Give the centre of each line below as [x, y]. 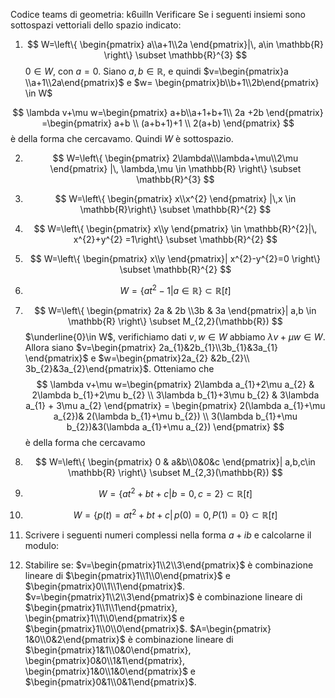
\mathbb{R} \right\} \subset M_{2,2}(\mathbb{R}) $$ [175, 321]
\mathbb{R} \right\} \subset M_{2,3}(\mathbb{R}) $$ [175, 472]
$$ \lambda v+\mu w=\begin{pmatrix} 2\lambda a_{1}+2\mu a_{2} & [175, 384]
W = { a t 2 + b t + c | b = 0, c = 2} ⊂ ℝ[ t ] [175, 492]
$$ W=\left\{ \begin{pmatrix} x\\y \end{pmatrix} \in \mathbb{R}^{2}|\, [175, 228]
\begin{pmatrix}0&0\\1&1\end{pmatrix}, [105, 660]
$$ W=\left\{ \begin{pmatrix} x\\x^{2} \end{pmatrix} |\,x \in [175, 198]
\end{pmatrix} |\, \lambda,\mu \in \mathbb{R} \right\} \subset [175, 168]
